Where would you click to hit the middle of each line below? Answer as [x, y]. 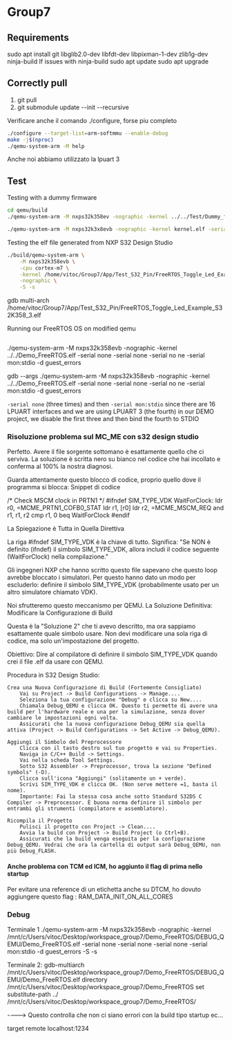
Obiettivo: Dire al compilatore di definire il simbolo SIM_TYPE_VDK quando [112, 655]
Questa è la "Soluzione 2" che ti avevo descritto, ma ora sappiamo [101, 626]
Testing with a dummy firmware [52, 198]
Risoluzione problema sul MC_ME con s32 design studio [103, 437]
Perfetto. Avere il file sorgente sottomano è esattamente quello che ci [106, 452]
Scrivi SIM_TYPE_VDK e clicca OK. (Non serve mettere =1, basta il [118, 785]
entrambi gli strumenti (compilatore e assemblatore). [88, 809]
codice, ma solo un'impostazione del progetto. [73, 641]
